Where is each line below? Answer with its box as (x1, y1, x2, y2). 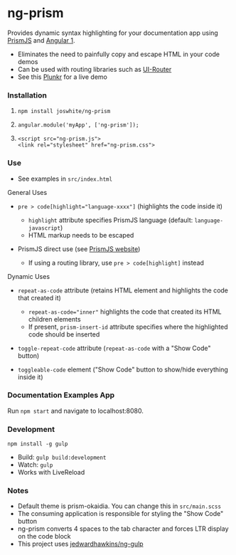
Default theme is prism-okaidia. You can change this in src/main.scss (17, 502, 222, 510)
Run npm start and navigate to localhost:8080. (7, 406, 144, 415)
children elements (28, 314, 81, 323)
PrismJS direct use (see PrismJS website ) (17, 244, 141, 253)
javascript (28, 224, 61, 232)
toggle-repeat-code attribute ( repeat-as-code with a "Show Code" (17, 344, 211, 352)
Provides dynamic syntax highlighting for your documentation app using (7, 28, 218, 37)
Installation (7, 90, 48, 100)
